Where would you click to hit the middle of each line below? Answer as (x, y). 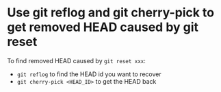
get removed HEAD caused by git (103, 27)
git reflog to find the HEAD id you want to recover (89, 74)
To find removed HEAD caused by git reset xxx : (76, 60)
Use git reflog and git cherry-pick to (111, 13)
